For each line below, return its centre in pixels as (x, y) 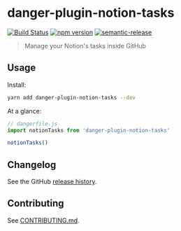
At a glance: (24, 111)
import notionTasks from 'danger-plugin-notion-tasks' (89, 130)
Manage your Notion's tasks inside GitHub (85, 45)
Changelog (32, 165)
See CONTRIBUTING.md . (43, 220)
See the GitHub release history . (52, 182)
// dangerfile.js (32, 124)
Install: (17, 85)
